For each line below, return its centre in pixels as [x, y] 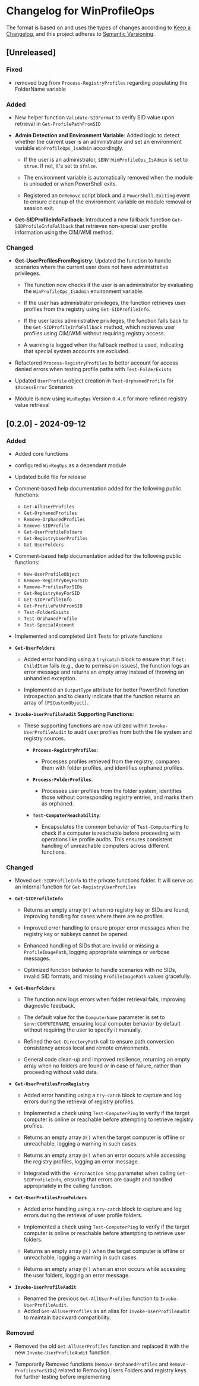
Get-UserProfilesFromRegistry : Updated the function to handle [93, 261]
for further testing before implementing [63, 1376]
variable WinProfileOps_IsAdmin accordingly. [69, 148]
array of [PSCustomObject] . [56, 702]
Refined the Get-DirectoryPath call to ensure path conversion [99, 1042]
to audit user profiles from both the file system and [130, 731]
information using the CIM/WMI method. [64, 232]
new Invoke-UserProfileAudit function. [63, 1352]
